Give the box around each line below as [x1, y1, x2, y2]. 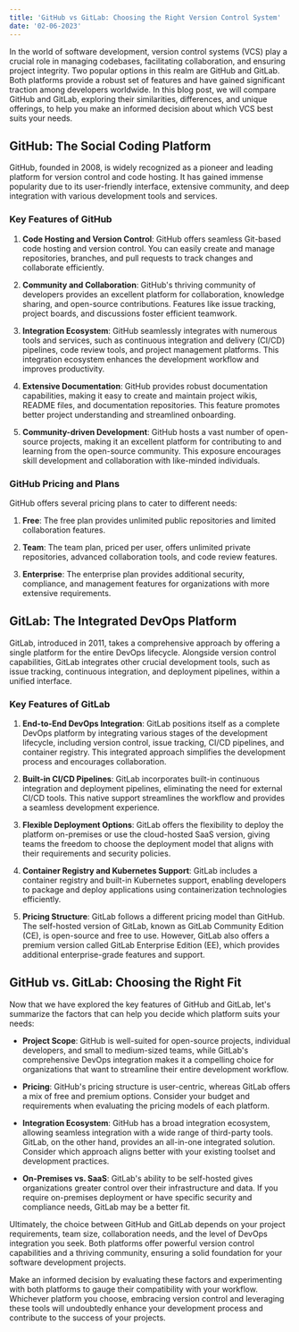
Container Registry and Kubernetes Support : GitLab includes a [21, 866, 258, 876]
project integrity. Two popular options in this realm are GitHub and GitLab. [9, 64, 280, 76]
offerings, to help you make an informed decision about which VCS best [9, 103, 274, 114]
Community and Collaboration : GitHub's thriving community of [21, 279, 256, 290]
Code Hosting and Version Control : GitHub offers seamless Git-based [21, 234, 281, 244]
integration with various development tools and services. [9, 191, 218, 201]
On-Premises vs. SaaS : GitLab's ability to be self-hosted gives [21, 1173, 253, 1183]
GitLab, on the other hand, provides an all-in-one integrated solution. [21, 1136, 275, 1147]
